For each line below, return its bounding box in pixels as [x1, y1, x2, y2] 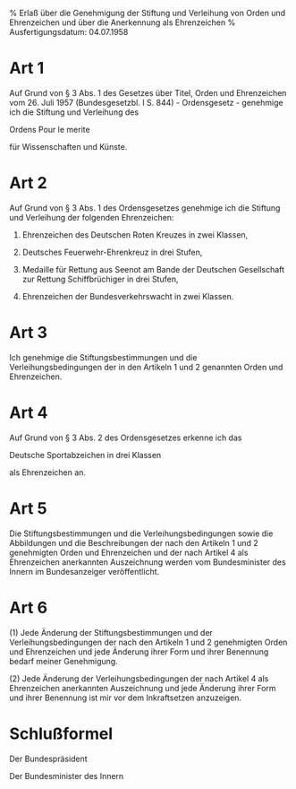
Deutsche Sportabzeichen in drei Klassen [9, 449, 162, 460]
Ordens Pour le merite [9, 124, 91, 134]
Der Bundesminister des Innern [9, 770, 124, 781]
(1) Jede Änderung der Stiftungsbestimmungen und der [9, 627, 213, 637]
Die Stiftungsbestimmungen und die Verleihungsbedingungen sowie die [9, 528, 274, 539]
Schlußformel [9, 724, 114, 743]
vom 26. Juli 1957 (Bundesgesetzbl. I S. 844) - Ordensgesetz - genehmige [9, 97, 283, 108]
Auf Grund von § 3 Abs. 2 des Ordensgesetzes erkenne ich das [9, 432, 242, 443]
